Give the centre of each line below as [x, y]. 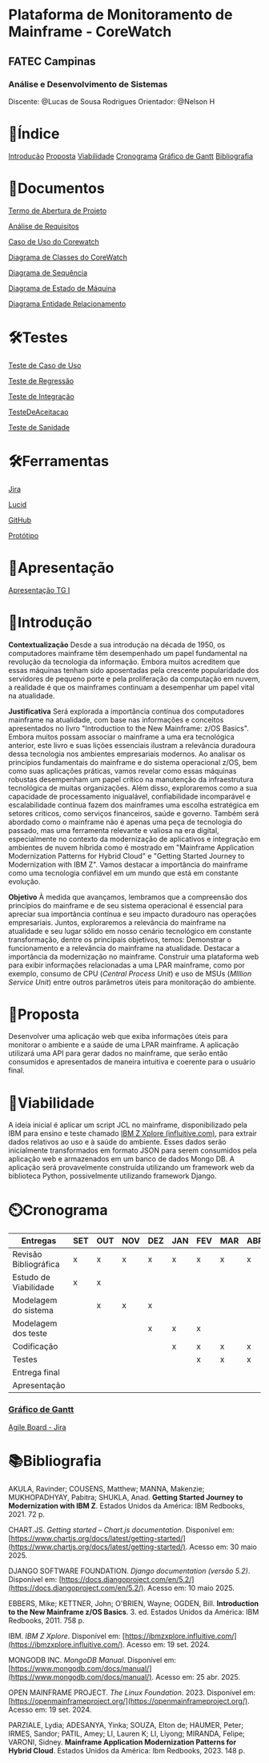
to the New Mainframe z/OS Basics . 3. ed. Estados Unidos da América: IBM [134, 1612]
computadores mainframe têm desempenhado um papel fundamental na [128, 653]
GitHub [20, 520]
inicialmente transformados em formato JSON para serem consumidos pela [133, 1150]
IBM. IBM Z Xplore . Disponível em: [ [67, 1636]
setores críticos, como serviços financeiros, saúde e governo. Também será [134, 813]
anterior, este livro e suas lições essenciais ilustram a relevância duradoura [132, 745]
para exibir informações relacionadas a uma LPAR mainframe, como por [127, 965]
